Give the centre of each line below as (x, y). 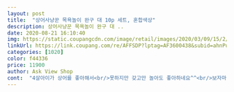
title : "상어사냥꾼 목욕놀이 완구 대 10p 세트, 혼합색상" (81, 20)
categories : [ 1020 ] (36, 53)
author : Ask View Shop (40, 71)
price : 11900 (26, 65)
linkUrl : (20, 46)
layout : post (26, 13)
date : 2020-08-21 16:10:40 (46, 33)
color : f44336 (28, 59)
